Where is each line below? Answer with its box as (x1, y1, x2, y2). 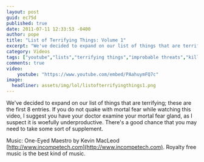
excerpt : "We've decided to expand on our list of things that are (6, 43, 181, 49)
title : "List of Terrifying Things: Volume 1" (6, 37, 126, 43)
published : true (6, 20, 47, 26)
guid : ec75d (6, 15, 36, 21)
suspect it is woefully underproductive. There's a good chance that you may (6, 119, 197, 125)
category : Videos (6, 49, 50, 55)
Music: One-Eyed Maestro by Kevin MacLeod (6, 137, 120, 144)
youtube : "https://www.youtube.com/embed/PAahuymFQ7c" (17, 71, 159, 77)
